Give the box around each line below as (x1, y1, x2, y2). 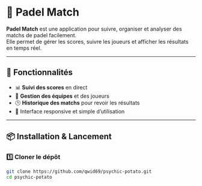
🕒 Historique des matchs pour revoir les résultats (14, 99, 140, 106)
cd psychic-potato (6, 174, 52, 181)
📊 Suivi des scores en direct (14, 83, 88, 91)
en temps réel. (6, 44, 42, 52)
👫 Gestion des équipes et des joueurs (14, 92, 109, 100)
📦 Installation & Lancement (6, 131, 112, 142)
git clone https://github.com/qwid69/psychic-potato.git (6, 169, 152, 175)
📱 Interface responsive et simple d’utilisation (14, 107, 125, 115)
